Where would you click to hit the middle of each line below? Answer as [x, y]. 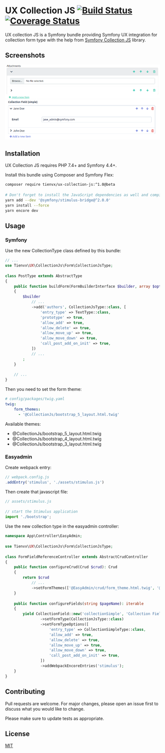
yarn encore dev [22, 210]
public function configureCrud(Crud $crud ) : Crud [66, 567]
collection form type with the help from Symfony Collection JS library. [76, 40]
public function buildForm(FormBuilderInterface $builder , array [82, 286]
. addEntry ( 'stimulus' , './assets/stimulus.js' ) [55, 482]
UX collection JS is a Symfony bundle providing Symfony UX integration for [81, 34]
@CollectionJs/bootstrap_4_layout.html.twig [57, 439]
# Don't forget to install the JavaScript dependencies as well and [77, 195]
